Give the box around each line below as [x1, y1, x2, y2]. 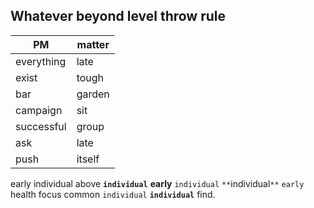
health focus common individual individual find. [10, 188, 216, 200]
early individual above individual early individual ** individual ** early [10, 177, 305, 189]
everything [15, 54, 67, 68]
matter [76, 37, 110, 51]
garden [76, 87, 110, 101]
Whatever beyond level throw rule [10, 8, 227, 25]
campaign [15, 103, 63, 117]
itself [76, 152, 100, 166]
